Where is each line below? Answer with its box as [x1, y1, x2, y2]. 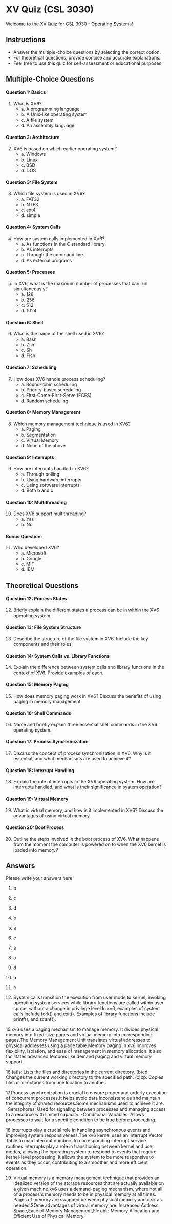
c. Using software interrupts [20, 482, 80, 488]
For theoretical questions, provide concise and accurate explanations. [13, 54, 161, 61]
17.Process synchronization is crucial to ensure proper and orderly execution [6, 1090, 167, 1096]
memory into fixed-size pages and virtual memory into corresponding [6, 1032, 153, 1038]
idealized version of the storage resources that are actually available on [13, 1180, 164, 1187]
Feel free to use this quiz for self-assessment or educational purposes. [13, 60, 163, 66]
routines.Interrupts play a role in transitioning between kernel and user [6, 1143, 154, 1150]
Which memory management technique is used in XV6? [13, 421, 131, 427]
